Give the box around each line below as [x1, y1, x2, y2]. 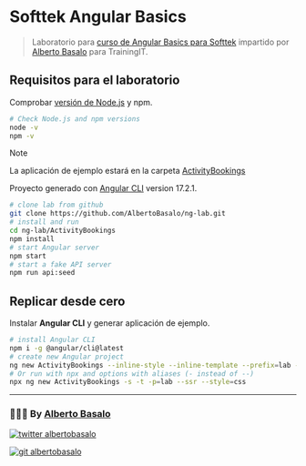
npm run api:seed [9, 268, 76, 278]
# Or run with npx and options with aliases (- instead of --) [9, 369, 255, 379]
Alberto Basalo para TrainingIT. [31, 46, 148, 56]
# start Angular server [9, 243, 100, 252]
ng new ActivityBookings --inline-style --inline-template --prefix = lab [9, 360, 291, 370]
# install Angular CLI [9, 335, 96, 345]
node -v [9, 123, 39, 132]
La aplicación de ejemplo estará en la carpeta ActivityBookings [9, 166, 246, 177]
